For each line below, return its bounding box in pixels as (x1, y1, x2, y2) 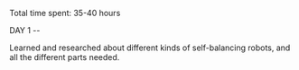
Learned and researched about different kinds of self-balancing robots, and (9, 42, 291, 53)
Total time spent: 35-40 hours (9, 8, 121, 18)
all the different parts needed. (9, 52, 120, 62)
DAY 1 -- (9, 25, 41, 35)
